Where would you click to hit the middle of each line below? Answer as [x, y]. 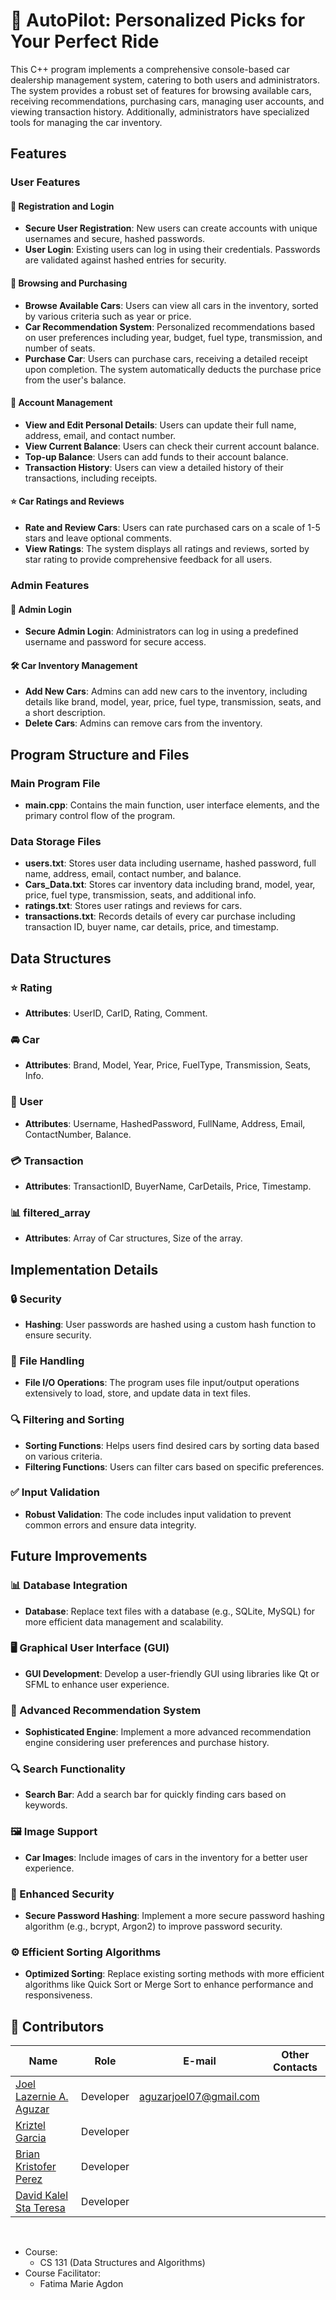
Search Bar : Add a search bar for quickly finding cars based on [155, 1795]
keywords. [46, 1805]
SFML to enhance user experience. [97, 1684]
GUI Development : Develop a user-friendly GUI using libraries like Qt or [172, 1673]
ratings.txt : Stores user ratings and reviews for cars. [133, 906]
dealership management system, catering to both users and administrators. [165, 80]
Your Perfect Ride [85, 41]
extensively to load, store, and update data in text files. [137, 1393]
